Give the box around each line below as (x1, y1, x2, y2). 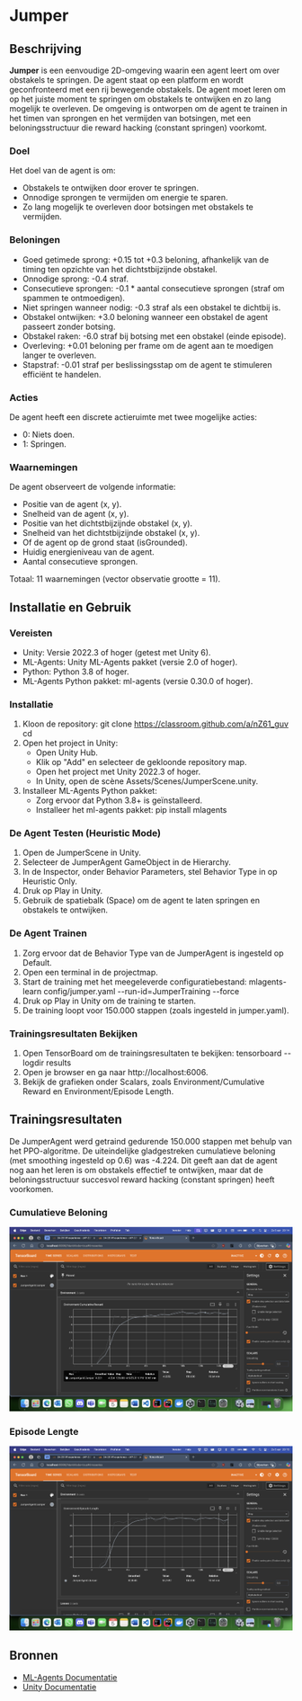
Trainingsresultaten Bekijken (9, 1027, 138, 1039)
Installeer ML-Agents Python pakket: (22, 786, 157, 797)
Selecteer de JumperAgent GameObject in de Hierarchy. (22, 857, 232, 868)
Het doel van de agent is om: (9, 165, 116, 176)
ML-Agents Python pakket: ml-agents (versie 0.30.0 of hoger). (22, 675, 253, 686)
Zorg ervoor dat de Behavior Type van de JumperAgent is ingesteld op (22, 948, 284, 958)
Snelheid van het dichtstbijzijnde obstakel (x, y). (22, 528, 200, 539)
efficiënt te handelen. (22, 369, 102, 379)
